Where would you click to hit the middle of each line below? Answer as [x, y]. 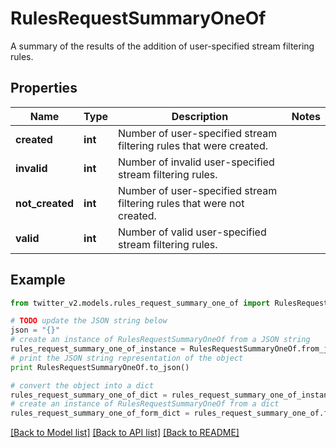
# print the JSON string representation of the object [127, 358]
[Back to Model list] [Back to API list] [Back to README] [125, 433]
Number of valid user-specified [192, 232]
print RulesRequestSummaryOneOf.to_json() [100, 367]
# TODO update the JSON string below [89, 321]
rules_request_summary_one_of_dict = [89, 395]
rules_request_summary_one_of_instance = [98, 349]
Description [200, 116]
